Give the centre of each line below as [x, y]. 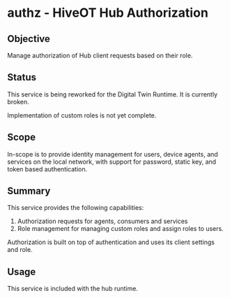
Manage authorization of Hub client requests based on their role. [100, 55]
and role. [20, 250]
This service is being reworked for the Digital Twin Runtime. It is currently [113, 94]
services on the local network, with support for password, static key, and [112, 162]
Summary [29, 191]
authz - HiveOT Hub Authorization [108, 13]
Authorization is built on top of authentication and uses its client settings [111, 242]
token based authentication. [47, 169]
